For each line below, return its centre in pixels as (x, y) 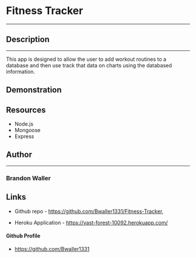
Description (28, 39)
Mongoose (27, 130)
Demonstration (34, 90)
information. (21, 71)
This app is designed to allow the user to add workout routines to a (86, 59)
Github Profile (23, 236)
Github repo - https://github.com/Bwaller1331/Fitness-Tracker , (89, 211)
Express (24, 136)
